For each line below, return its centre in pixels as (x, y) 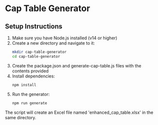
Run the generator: (31, 94)
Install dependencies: (33, 76)
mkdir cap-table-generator (39, 52)
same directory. (21, 117)
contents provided (30, 71)
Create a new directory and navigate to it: (54, 43)
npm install (24, 85)
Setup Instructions (34, 26)
